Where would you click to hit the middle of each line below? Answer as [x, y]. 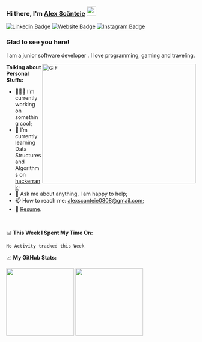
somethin [26, 117]
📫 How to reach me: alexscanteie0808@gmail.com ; [79, 200]
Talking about [24, 67]
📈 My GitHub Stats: [32, 257]
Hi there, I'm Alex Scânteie [46, 13]
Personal [18, 73]
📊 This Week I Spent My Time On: [50, 233]
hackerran [28, 181]
